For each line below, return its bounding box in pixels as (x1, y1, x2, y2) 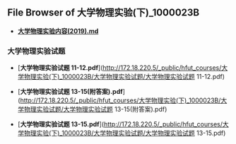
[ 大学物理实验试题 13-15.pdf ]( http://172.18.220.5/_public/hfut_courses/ (17, 120, 223, 128)
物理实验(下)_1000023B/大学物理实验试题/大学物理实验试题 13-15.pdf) (23, 129, 226, 138)
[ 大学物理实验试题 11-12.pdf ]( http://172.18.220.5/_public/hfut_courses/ (17, 64, 222, 72)
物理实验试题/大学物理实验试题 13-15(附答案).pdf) (23, 105, 167, 114)
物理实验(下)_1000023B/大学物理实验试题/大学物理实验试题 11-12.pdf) (23, 73, 225, 81)
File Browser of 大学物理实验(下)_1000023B (7, 6, 200, 19)
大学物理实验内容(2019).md (17, 27, 99, 35)
